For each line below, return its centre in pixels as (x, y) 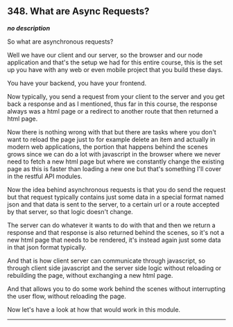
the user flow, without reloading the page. (67, 296)
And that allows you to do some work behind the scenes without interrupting (116, 289)
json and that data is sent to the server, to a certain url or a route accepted (113, 204)
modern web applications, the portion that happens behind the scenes (107, 147)
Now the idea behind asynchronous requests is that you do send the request (116, 189)
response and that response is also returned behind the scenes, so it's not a (116, 232)
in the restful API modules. (45, 176)
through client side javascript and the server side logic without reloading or (114, 268)
